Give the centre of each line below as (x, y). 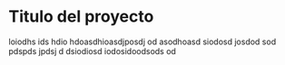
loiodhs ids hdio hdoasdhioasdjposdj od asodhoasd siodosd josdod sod (142, 42)
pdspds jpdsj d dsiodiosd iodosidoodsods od (92, 51)
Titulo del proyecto (81, 17)
